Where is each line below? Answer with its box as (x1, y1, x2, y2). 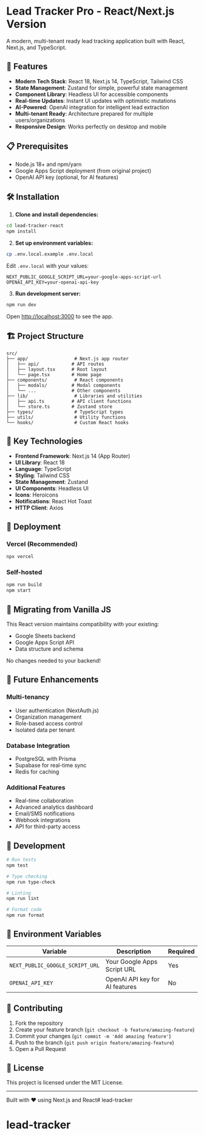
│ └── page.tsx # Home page (6, 371, 102, 378)
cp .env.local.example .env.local (6, 251, 94, 257)
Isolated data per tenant (15, 726, 75, 733)
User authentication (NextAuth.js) (15, 707, 99, 714)
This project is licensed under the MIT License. (6, 1079, 124, 1086)
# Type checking (6, 873, 47, 879)
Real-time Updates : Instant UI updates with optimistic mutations (15, 97, 176, 104)
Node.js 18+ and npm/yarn (15, 160, 82, 168)
